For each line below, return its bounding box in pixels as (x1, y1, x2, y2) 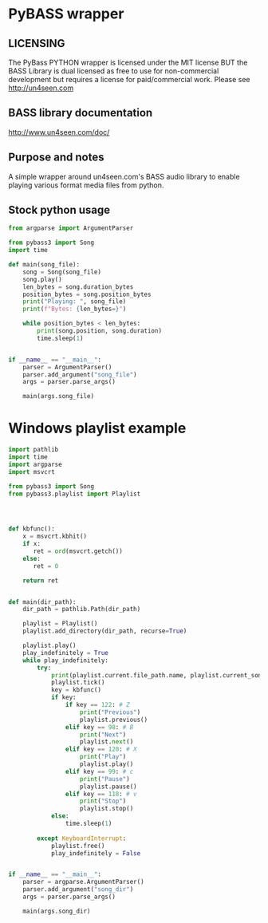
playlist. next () (79, 738, 134, 746)
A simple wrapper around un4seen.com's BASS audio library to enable (8, 172, 241, 181)
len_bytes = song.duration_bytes (22, 282, 134, 291)
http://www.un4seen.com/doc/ (8, 127, 110, 136)
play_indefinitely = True (22, 649, 109, 657)
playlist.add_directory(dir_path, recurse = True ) (22, 627, 187, 635)
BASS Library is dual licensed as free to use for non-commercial (8, 66, 219, 76)
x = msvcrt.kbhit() (22, 532, 88, 541)
